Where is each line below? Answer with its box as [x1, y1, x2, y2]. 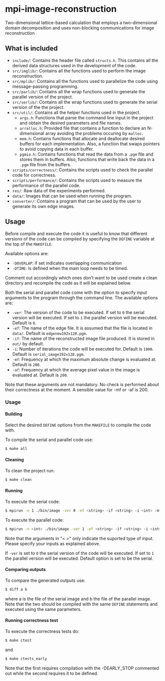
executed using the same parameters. [5, 606, 82, 612]
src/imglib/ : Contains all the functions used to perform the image [12, 68, 146, 74]
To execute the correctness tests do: [5, 628, 80, 634]
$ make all [5, 446, 27, 451]
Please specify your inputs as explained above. [5, 541, 101, 547]
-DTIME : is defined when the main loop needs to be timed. [12, 265, 129, 271]
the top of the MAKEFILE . [5, 241, 53, 247]
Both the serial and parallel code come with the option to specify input [5, 289, 147, 295]
